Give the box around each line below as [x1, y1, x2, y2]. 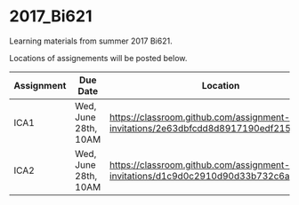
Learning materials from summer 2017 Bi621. [9, 35, 173, 46]
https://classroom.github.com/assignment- [109, 111, 291, 123]
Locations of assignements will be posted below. [9, 52, 188, 63]
